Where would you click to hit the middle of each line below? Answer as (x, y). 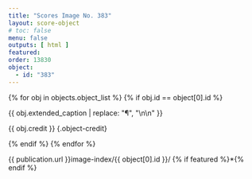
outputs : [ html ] (39, 45)
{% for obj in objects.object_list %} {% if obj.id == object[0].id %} (116, 97)
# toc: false (30, 30)
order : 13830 (30, 60)
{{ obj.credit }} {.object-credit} (58, 128)
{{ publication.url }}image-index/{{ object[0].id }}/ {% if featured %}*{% (126, 159)
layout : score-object (44, 23)
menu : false (28, 38)
